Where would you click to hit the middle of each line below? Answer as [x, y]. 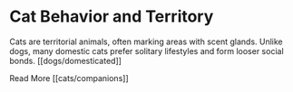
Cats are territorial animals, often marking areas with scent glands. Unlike [146, 41]
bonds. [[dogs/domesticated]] [66, 60]
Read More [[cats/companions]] [69, 78]
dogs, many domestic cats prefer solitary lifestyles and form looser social [146, 51]
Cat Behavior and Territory [112, 17]
